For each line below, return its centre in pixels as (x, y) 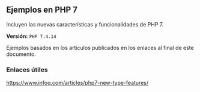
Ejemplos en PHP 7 (42, 10)
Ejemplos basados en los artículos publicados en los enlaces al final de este (100, 48)
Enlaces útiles (27, 70)
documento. (21, 54)
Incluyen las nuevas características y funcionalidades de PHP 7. (85, 24)
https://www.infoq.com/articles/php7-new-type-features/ (77, 83)
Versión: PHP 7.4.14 (31, 36)
